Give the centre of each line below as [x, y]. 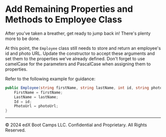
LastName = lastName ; [36, 97]
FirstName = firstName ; [39, 92]
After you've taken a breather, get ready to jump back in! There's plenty [78, 33]
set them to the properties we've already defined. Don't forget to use [75, 58]
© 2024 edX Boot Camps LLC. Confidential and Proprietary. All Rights [76, 125]
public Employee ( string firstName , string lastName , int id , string [77, 88]
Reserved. [16, 130]
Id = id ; [23, 102]
